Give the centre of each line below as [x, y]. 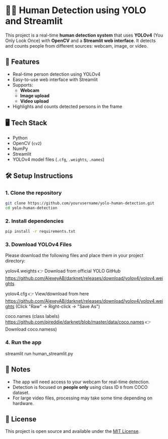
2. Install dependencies [35, 221]
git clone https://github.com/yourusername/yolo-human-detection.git [80, 203]
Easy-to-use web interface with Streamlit [55, 79]
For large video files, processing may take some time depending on [82, 398]
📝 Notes [18, 370]
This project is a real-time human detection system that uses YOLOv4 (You [84, 35]
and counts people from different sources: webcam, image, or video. [76, 46]
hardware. [23, 403]
